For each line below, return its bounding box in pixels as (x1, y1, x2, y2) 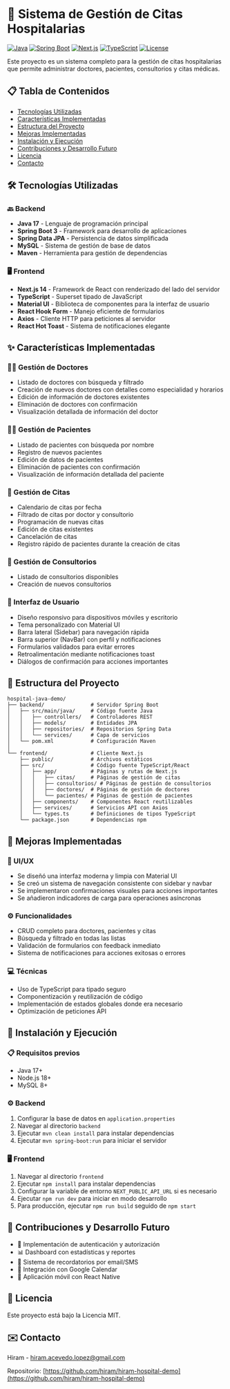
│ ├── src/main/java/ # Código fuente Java (7, 708, 153, 715)
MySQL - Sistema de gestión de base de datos (17, 241, 151, 250)
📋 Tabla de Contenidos (7, 86, 110, 98)
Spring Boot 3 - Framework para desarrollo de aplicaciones (17, 227, 187, 235)
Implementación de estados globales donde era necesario (17, 1000, 183, 1008)
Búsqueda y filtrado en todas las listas (17, 934, 126, 943)
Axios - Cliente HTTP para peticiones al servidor (17, 314, 156, 322)
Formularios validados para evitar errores (17, 643, 135, 651)
